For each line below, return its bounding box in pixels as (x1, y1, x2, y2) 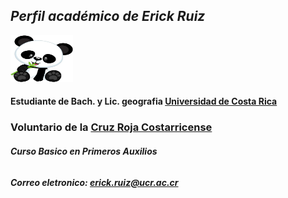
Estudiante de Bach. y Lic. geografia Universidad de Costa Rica (10, 95, 278, 108)
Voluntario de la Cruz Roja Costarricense (10, 120, 213, 134)
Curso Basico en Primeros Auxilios (10, 145, 158, 157)
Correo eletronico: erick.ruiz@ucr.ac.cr (10, 176, 179, 188)
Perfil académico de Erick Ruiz (10, 8, 206, 25)
